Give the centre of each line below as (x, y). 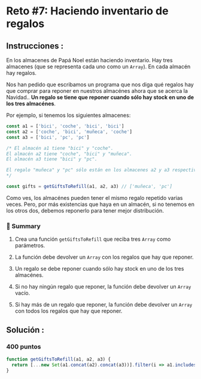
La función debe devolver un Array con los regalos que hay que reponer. (104, 257)
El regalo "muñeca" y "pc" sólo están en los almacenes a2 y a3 (88, 170)
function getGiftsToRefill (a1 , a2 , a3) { (59, 359)
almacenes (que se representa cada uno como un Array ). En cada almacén (98, 66)
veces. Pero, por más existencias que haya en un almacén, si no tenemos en (100, 204)
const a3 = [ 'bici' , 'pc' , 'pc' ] (48, 137)
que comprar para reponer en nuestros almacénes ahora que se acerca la (97, 91)
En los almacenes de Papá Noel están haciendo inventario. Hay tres (89, 60)
